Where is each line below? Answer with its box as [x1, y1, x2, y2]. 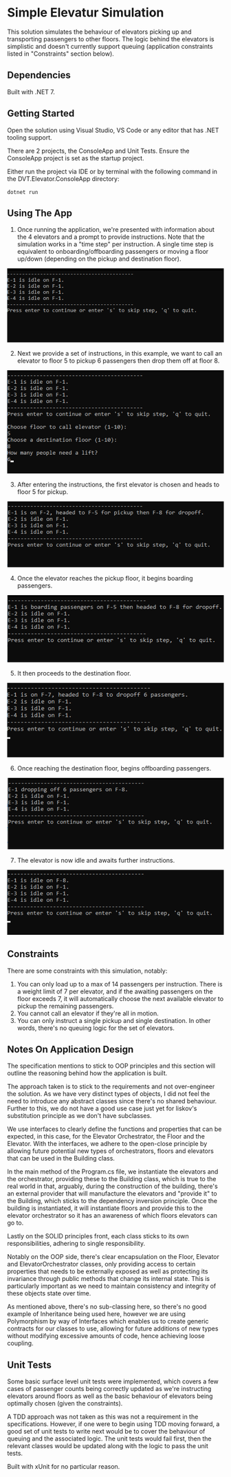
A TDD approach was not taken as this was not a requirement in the [7, 1412, 199, 1421]
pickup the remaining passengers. [16, 1002, 114, 1010]
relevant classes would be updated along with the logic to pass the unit [7, 1442, 208, 1450]
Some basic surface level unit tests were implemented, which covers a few [7, 1377, 219, 1386]
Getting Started [7, 108, 75, 120]
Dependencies [7, 69, 71, 81]
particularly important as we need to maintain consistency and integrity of [7, 1282, 217, 1291]
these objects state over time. [7, 1289, 91, 1297]
